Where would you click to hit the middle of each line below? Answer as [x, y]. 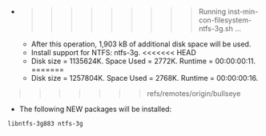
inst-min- [243, 12]
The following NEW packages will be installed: [95, 109]
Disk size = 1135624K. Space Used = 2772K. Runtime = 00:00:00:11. [143, 61]
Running [212, 12]
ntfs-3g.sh [216, 28]
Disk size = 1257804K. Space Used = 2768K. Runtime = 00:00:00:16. [145, 78]
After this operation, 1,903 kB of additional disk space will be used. [141, 44]
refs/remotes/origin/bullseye [194, 94]
